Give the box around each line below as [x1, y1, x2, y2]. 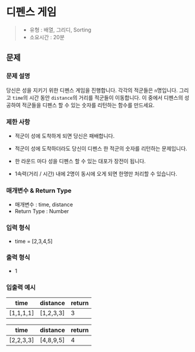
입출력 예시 [6, 283, 36, 291]
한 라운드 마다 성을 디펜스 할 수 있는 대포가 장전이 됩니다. [14, 157, 146, 164]
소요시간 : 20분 [29, 33, 65, 40]
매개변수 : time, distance [14, 201, 73, 208]
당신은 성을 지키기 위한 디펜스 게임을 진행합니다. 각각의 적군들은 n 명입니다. [6, 87, 178, 94]
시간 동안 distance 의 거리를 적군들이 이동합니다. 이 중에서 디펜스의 [29, 94, 184, 101]
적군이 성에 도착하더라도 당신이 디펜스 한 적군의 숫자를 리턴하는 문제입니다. [14, 145, 188, 152]
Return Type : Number [14, 208, 69, 215]
